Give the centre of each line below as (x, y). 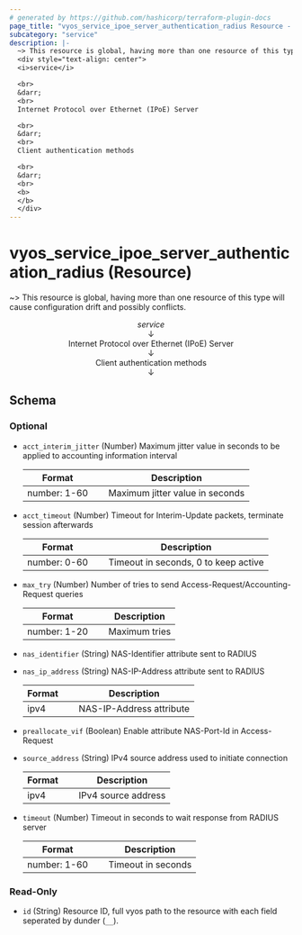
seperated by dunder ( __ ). (71, 921)
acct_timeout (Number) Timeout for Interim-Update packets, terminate (153, 515)
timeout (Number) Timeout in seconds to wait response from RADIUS (150, 817)
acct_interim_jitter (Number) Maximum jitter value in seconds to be (151, 446)
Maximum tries (140, 631)
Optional (28, 426)
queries (69, 594)
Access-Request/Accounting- (236, 584)
